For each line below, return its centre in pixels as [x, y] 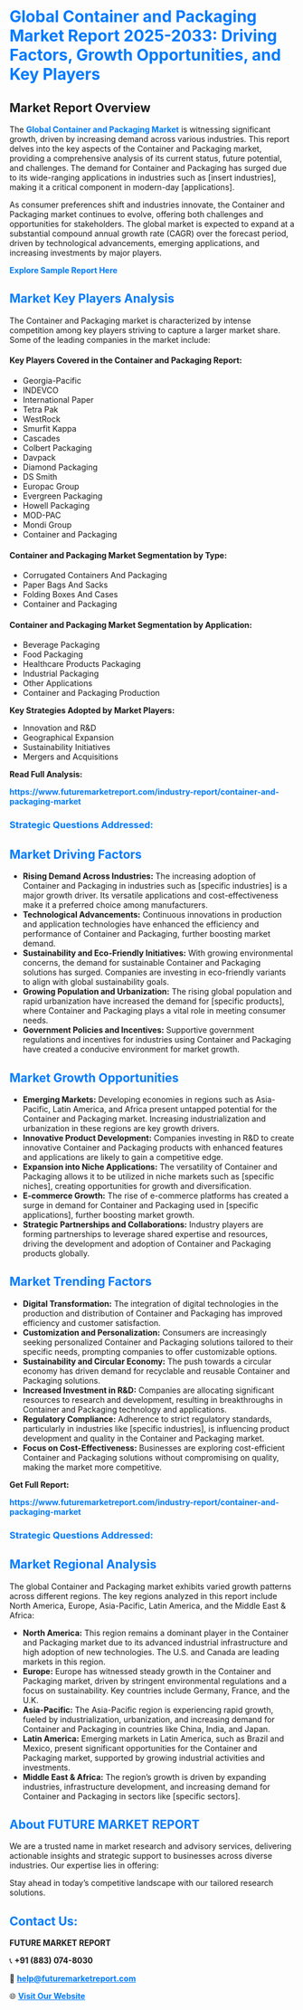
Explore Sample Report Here [63, 270]
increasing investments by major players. [86, 252]
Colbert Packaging [57, 448]
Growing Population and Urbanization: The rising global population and [157, 992]
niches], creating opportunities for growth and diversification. [137, 1186]
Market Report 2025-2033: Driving [143, 36]
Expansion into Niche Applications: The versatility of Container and [150, 1167]
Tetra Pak [40, 410]
